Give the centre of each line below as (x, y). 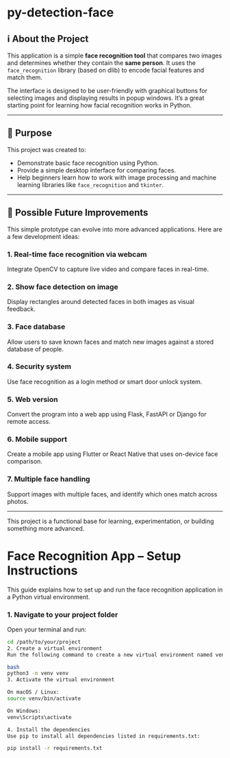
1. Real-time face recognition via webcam (77, 254)
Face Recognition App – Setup (94, 556)
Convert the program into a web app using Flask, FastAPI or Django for (107, 414)
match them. (25, 77)
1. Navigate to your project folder (63, 614)
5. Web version (33, 399)
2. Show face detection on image (63, 287)
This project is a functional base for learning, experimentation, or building (111, 521)
